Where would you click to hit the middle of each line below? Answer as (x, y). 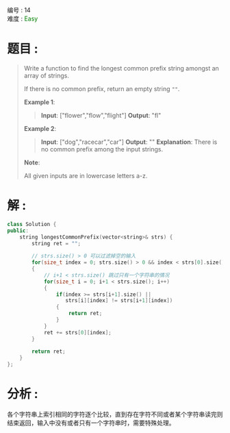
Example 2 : (40, 128)
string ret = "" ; (56, 243)
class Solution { (32, 224)
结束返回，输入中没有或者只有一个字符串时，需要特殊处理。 (91, 423)
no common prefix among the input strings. (102, 149)
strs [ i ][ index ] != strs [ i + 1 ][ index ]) (119, 301)
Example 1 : (39, 102)
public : (18, 231)
